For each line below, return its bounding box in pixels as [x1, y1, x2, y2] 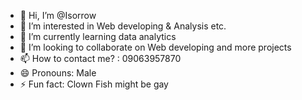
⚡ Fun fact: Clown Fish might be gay [19, 78, 169, 90]
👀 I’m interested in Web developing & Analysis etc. [19, 20, 227, 32]
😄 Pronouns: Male [19, 67, 97, 79]
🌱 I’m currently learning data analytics [19, 31, 177, 42]
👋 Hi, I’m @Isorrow [19, 10, 97, 21]
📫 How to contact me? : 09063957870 [19, 53, 182, 64]
